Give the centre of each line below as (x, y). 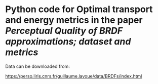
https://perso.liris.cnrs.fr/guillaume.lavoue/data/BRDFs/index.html (74, 76)
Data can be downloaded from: (37, 66)
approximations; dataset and (68, 42)
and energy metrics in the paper (74, 20)
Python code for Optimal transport (79, 9)
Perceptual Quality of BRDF (64, 31)
